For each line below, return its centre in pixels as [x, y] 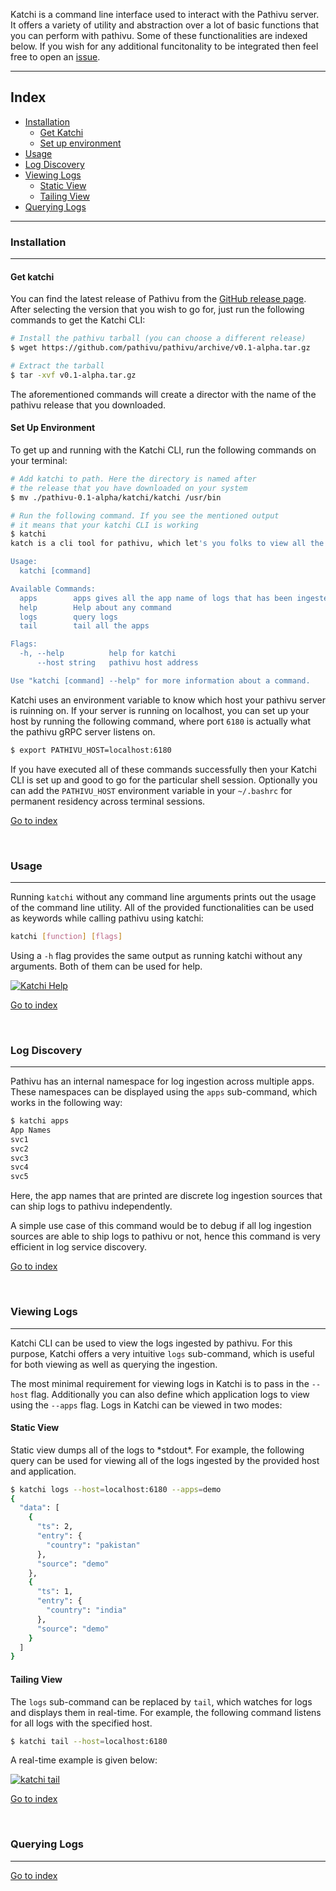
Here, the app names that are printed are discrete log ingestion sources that [166, 1196]
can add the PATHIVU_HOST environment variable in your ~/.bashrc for [151, 790]
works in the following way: [66, 1103]
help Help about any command [95, 607]
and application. [43, 1471]
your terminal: [39, 461]
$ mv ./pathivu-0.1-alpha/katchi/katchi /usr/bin [116, 497]
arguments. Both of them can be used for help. [106, 966]
